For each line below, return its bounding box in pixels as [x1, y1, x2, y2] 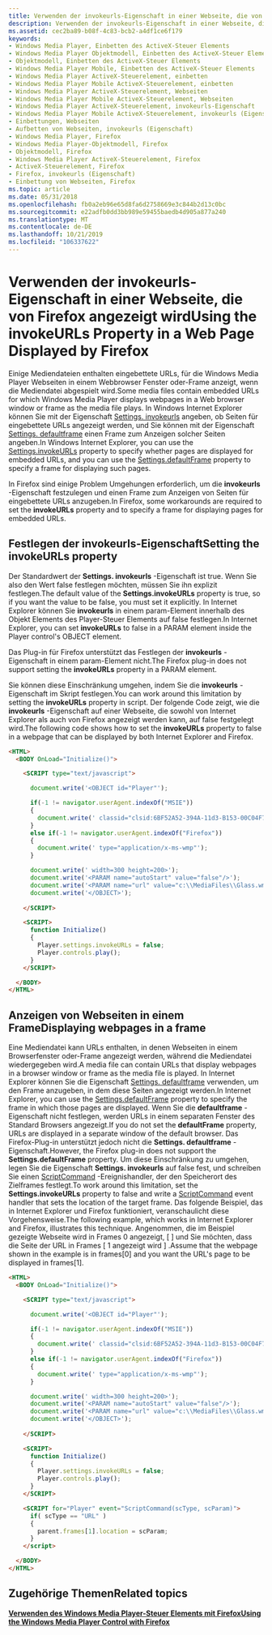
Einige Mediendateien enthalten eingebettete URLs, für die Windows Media [8, 368, 259, 378]
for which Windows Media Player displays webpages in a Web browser [8, 394, 245, 404]
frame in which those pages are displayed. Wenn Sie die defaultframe [8, 1103, 243, 1113]
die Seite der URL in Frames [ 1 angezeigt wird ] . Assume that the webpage [8, 1241, 258, 1251]
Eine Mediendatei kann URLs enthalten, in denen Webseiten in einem [8, 1042, 238, 1052]
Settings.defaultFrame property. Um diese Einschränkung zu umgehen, [8, 1154, 249, 1164]
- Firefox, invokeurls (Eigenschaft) [8, 170, 136, 178]
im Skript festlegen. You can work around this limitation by [49, 688, 242, 698]
